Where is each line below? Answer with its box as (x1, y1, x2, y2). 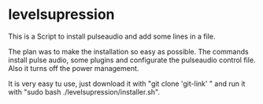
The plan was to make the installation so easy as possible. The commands (8, 46, 250, 56)
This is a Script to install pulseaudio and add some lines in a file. (8, 32, 216, 41)
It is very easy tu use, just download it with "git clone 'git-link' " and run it (8, 79, 246, 88)
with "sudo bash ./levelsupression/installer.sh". (8, 87, 160, 96)
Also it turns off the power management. (8, 63, 139, 72)
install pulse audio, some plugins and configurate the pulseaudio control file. (8, 55, 256, 65)
